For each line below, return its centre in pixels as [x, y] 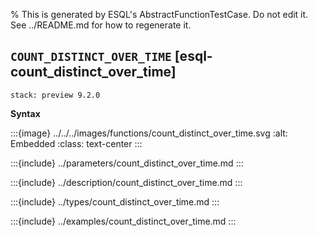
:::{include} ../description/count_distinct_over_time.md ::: [126, 182]
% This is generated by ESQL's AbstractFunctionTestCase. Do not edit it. [159, 14]
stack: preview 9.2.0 [55, 95]
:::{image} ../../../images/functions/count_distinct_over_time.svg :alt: [149, 133]
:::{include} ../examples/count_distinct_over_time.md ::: [123, 221]
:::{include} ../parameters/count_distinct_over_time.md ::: [127, 163]
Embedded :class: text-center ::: [76, 143]
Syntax [25, 113]
